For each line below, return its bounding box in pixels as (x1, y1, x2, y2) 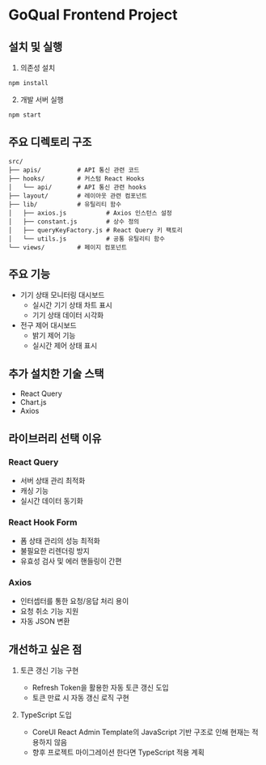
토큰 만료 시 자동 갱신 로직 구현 (32, 693, 129, 703)
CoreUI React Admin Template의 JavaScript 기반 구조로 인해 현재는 (32, 727, 251, 737)
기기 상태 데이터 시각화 (32, 310, 104, 321)
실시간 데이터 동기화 (19, 495, 83, 505)
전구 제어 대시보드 (19, 321, 77, 330)
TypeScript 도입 (19, 710, 73, 720)
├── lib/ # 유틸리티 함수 (8, 200, 122, 208)
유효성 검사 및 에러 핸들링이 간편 (19, 556, 122, 566)
